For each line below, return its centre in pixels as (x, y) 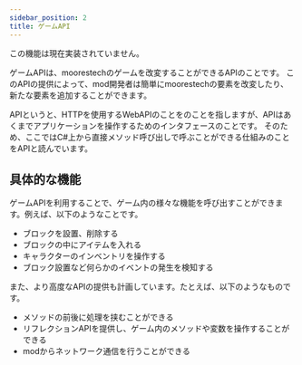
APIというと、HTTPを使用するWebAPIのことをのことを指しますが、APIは (146, 114)
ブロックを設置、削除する (70, 234)
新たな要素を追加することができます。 (81, 95)
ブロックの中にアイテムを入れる (82, 245)
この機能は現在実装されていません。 (77, 53)
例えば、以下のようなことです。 (83, 215)
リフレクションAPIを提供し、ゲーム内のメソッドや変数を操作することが (156, 329)
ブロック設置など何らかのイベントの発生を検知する (118, 267)
